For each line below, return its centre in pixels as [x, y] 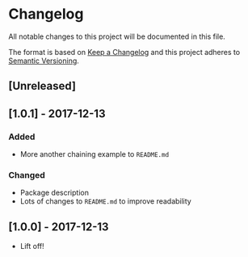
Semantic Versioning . [44, 61]
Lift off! [32, 246]
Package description [54, 193]
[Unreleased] [42, 86]
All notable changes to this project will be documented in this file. [117, 36]
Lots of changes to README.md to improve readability [105, 201]
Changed [27, 175]
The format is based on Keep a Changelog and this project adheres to [124, 52]
